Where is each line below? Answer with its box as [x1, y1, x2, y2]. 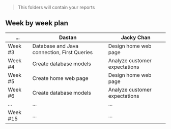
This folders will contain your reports [17, 5, 95, 10]
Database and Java [32, 42, 79, 50]
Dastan [59, 34, 77, 41]
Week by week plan [5, 19, 69, 27]
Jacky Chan [121, 34, 151, 41]
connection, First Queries [32, 49, 93, 56]
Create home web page [32, 74, 89, 81]
